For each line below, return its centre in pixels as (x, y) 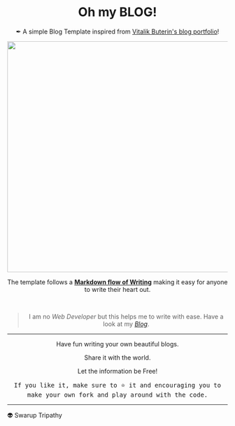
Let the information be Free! (117, 371)
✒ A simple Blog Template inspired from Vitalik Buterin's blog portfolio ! (117, 31)
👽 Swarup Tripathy (35, 415)
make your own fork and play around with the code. (117, 395)
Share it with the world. (117, 358)
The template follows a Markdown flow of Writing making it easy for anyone (117, 282)
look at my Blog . (126, 324)
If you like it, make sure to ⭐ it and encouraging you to (117, 385)
